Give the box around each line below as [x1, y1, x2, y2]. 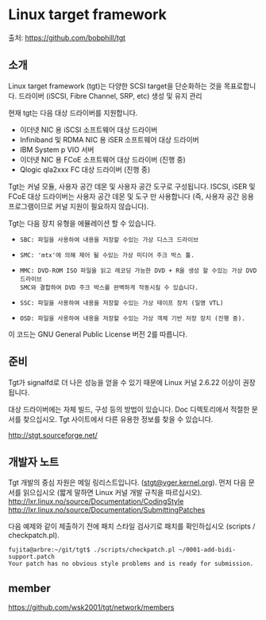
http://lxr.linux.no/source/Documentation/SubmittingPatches [8, 505, 206, 515]
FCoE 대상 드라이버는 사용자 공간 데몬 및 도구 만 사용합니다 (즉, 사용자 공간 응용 [8, 191, 254, 201]
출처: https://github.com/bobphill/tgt [8, 33, 125, 42]
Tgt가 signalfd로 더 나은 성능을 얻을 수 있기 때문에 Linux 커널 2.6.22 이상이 [8, 377, 241, 387]
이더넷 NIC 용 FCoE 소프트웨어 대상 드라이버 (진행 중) [19, 154, 187, 164]
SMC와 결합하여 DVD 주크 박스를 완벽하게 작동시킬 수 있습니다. [19, 283, 199, 291]
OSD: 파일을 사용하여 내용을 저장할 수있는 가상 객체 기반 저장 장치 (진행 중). [19, 314, 246, 322]
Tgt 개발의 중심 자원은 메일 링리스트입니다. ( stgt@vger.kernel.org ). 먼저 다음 [8, 478, 247, 487]
